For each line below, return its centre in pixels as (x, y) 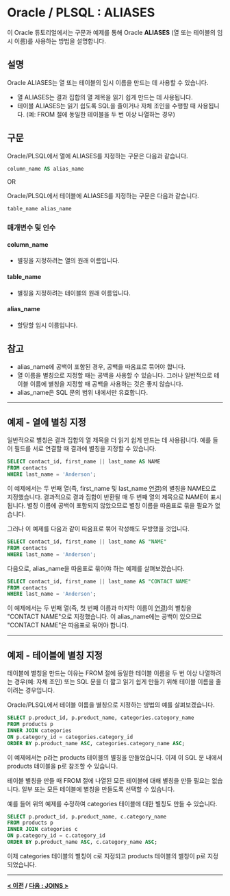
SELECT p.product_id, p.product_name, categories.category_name (101, 718)
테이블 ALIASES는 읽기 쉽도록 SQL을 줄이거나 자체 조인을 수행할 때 (106, 106)
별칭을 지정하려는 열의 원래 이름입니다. (68, 261)
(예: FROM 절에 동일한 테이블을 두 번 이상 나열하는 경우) (101, 114)
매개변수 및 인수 (31, 228)
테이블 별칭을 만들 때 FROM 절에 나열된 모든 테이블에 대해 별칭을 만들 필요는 (109, 780)
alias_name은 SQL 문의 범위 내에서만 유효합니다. (82, 392)
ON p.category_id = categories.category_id (70, 737)
